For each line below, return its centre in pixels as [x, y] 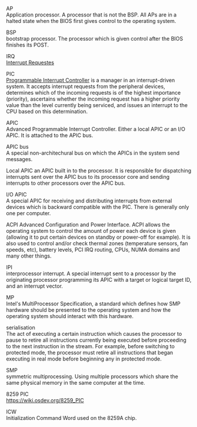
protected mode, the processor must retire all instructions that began [90, 353]
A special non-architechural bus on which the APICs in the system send [93, 153]
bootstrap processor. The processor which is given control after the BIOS [95, 39]
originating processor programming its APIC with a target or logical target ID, [99, 280]
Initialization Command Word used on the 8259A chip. [71, 418]
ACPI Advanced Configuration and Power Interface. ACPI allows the [88, 225]
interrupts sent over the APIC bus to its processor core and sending [88, 177]
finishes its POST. [27, 45]
